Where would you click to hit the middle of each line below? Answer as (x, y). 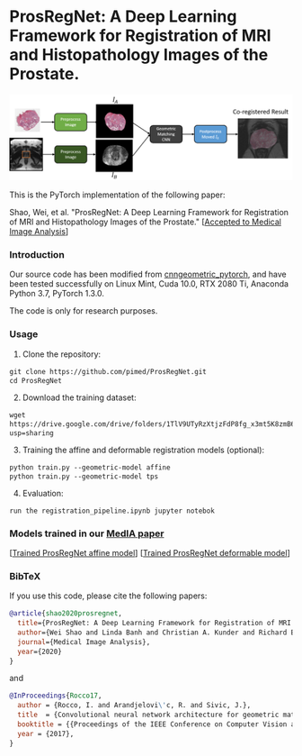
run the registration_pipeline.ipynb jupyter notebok (112, 511)
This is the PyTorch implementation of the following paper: (118, 195)
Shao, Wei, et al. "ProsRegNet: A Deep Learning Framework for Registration (149, 212)
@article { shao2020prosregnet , (66, 614)
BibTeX (25, 576)
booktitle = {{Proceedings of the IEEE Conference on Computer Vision (152, 724)
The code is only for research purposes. (84, 311)
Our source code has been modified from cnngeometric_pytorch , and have (148, 274)
